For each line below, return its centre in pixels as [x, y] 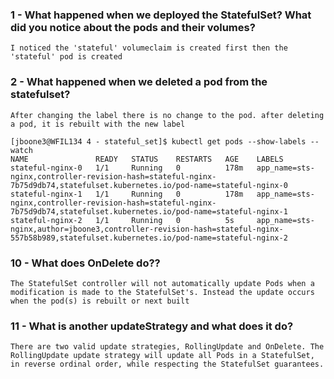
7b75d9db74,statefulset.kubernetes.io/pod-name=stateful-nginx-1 [149, 211]
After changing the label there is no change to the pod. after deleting [167, 115]
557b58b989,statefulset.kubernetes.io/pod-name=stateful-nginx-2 [149, 238]
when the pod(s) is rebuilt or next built [100, 301]
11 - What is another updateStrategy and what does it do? [152, 326]
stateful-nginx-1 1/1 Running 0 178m [127, 194]
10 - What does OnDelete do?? [85, 263]
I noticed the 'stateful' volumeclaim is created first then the [149, 48]
